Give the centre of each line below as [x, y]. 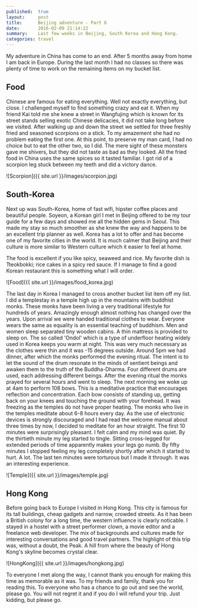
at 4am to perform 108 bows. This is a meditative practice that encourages [97, 388]
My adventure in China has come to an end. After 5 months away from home [99, 56]
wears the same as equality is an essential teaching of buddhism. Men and [97, 325]
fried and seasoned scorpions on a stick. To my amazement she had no [93, 133]
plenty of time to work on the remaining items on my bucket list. [84, 68]
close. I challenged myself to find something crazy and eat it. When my [92, 108]
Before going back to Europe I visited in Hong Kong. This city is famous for [97, 508]
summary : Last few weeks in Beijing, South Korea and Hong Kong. [92, 34]
